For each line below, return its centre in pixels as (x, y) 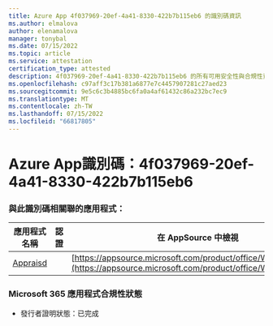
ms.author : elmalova (43, 24)
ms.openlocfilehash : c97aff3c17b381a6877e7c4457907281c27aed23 (118, 84)
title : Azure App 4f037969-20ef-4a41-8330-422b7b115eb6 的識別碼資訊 (125, 16)
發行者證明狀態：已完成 (59, 313)
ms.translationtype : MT (49, 99)
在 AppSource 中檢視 (198, 238)
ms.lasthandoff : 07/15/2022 (56, 114)
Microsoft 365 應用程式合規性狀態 (75, 294)
